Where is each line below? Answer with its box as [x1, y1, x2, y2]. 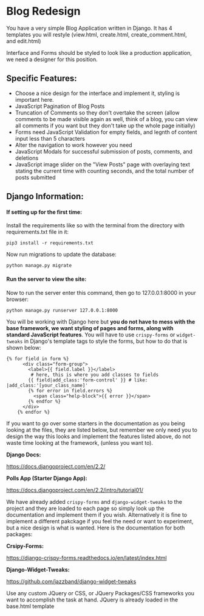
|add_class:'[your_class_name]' [6, 382, 88, 388]
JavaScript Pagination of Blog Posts [15, 102, 105, 110]
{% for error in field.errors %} [28, 388, 113, 394]
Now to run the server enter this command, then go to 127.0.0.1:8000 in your [6, 289, 196, 296]
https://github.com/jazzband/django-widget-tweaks [6, 578, 137, 585]
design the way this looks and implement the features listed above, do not [6, 433, 191, 440]
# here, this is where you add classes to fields [30, 372, 159, 378]
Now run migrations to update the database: [6, 251, 117, 258]
